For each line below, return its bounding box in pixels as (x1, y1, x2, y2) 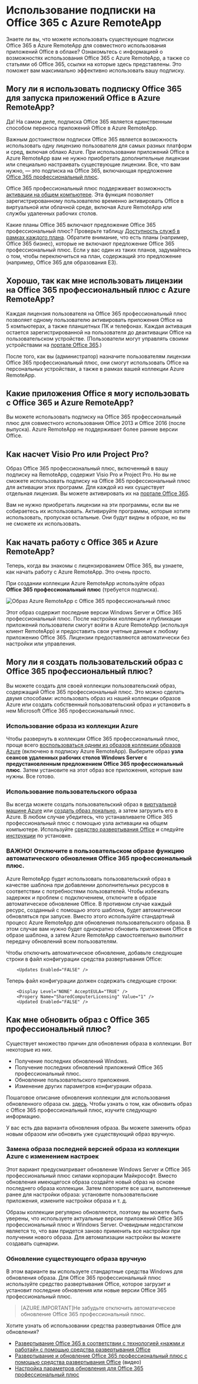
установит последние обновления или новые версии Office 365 (6, 1287, 167, 1294)
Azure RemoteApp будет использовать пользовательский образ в (6, 875, 171, 882)
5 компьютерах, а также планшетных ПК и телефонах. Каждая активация (6, 322, 192, 329)
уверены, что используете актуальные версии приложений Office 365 (6, 1215, 183, 1222)
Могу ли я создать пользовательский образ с (6, 657, 184, 667)
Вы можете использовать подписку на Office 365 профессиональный (6, 413, 181, 420)
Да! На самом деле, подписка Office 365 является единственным (6, 118, 173, 125)
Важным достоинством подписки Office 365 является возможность (6, 136, 178, 143)
